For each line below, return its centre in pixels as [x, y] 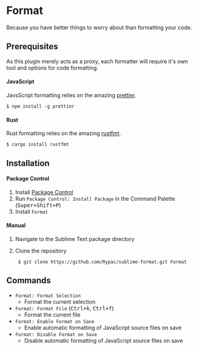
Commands [29, 281]
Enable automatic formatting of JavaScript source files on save [103, 327]
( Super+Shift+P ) [38, 205]
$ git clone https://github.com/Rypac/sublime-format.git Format [102, 262]
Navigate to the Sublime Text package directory [75, 239]
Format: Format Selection [48, 296]
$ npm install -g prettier [40, 106]
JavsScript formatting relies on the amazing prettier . [71, 95]
